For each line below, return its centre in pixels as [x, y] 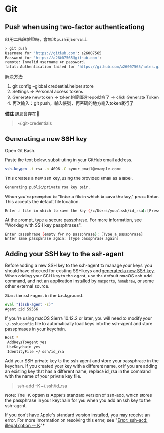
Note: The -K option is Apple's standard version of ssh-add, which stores [79, 395]
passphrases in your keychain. [36, 329]
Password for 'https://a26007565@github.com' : [53, 58]
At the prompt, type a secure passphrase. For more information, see [73, 220]
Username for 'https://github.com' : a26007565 [53, 53]
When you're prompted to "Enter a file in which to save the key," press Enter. [82, 197]
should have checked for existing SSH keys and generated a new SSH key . [80, 271]
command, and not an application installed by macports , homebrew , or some [80, 281]
